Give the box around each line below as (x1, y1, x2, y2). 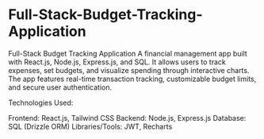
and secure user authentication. (8, 82, 113, 92)
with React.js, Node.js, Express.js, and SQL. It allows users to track (8, 57, 226, 67)
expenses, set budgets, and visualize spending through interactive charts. (8, 65, 250, 75)
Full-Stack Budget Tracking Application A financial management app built (8, 48, 247, 58)
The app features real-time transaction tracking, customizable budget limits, (8, 74, 257, 83)
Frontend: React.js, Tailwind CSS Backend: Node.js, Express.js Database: (8, 113, 247, 122)
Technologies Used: (8, 98, 74, 107)
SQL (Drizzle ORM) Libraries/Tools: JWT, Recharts (8, 122, 173, 131)
